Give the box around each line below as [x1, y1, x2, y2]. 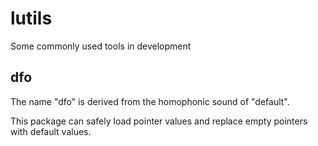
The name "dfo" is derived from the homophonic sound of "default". [10, 95, 290, 107]
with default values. [10, 125, 92, 137]
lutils [10, 7, 53, 30]
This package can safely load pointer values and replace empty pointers [10, 115, 308, 127]
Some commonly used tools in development [10, 40, 192, 52]
